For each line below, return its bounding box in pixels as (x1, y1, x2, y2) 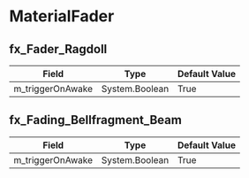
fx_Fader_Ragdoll (9, 42, 108, 57)
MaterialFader (9, 6, 115, 27)
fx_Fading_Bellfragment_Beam (9, 112, 183, 128)
